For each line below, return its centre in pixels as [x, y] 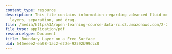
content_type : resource [31, 10]
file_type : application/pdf [35, 29]
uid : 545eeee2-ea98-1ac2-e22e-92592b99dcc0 [52, 44]
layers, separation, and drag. [43, 20]
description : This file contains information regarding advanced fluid [83, 15]
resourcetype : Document [31, 34]
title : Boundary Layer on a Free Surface [50, 39]
